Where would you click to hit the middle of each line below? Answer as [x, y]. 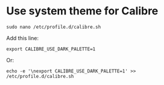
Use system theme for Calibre [82, 11]
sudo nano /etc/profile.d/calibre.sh [54, 27]
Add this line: [23, 38]
